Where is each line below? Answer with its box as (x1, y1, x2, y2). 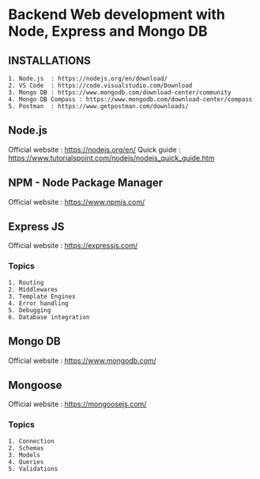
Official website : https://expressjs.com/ (8, 241, 138, 251)
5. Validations (8, 465, 58, 473)
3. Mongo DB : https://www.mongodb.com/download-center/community (8, 89, 232, 96)
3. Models (8, 451, 41, 459)
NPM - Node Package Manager (8, 176, 164, 190)
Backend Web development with (8, 6, 225, 24)
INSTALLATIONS (8, 54, 91, 67)
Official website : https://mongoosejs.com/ (8, 399, 147, 409)
